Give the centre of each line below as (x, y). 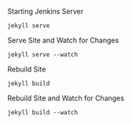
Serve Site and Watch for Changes (63, 40)
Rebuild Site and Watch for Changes (66, 98)
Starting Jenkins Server (46, 11)
